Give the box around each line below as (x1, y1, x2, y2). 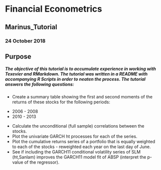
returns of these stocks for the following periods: (12, 99, 110, 105)
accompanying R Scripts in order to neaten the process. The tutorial (5, 76, 146, 82)
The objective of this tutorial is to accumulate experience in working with (5, 66, 157, 72)
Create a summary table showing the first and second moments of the (12, 94, 153, 99)
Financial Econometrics (5, 3, 102, 15)
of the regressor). (24, 159, 60, 165)
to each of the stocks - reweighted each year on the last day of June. (12, 144, 151, 150)
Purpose (5, 52, 32, 60)
